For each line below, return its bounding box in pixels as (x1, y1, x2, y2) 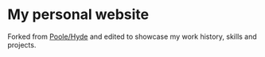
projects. (7, 40, 37, 49)
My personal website (7, 6, 150, 24)
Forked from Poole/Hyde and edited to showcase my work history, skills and (7, 32, 258, 41)
